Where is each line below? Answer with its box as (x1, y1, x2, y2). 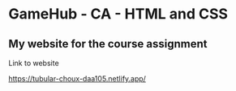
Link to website (8, 58, 59, 68)
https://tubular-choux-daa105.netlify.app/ (8, 74, 146, 83)
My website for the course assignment (8, 37, 208, 51)
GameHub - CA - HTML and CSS (8, 5, 229, 23)
